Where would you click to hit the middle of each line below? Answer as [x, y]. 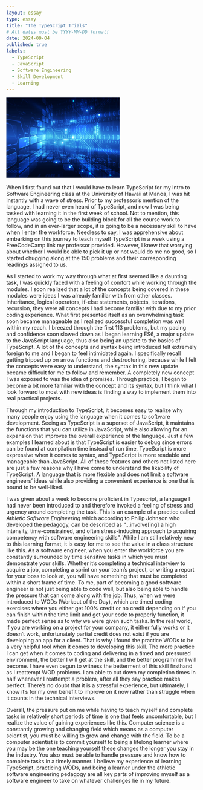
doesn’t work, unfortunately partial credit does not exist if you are [88, 634]
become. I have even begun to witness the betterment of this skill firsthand [99, 666]
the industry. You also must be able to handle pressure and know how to [96, 755]
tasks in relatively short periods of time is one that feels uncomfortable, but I [101, 716]
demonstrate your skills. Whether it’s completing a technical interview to [96, 563]
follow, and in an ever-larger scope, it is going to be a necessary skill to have [101, 226]
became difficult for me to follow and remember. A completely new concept [100, 373]
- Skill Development [37, 77]
